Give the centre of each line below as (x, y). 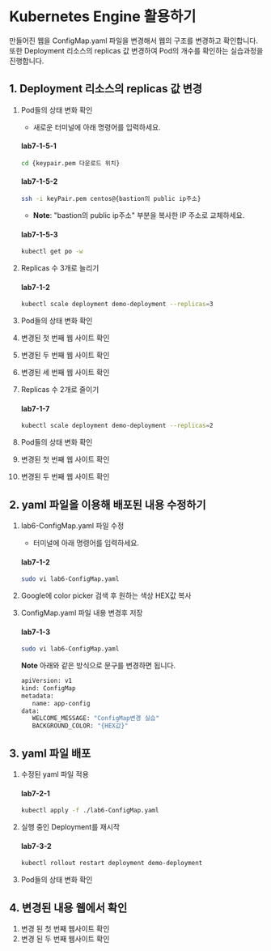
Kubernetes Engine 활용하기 (103, 17)
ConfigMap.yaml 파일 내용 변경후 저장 (82, 613)
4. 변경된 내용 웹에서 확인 (68, 908)
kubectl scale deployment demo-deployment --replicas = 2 (117, 426)
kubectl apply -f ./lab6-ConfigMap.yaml (90, 811)
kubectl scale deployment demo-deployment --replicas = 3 (117, 305)
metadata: (38, 696)
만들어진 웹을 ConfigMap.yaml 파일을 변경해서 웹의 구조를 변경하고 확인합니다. (133, 41)
